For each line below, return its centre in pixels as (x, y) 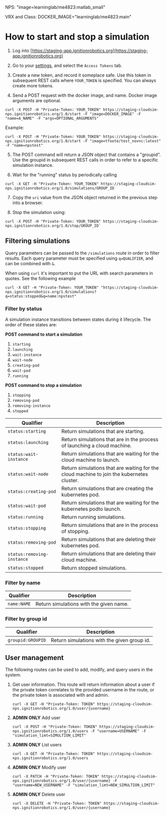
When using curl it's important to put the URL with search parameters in (79, 273)
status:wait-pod (27, 506)
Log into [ (22, 50)
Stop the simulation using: (39, 212)
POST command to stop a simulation (43, 385)
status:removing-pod (32, 543)
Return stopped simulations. (94, 568)
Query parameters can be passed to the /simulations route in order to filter (83, 253)
